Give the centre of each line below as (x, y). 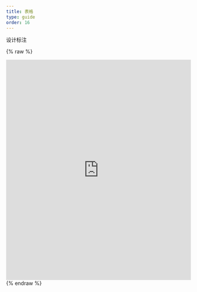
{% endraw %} (24, 283)
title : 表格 (20, 11)
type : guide (21, 17)
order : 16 (18, 22)
